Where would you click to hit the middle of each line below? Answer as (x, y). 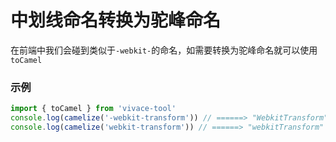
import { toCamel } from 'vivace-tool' (93, 109)
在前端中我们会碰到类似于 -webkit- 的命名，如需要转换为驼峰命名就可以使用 (164, 50)
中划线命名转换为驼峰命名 (116, 20)
